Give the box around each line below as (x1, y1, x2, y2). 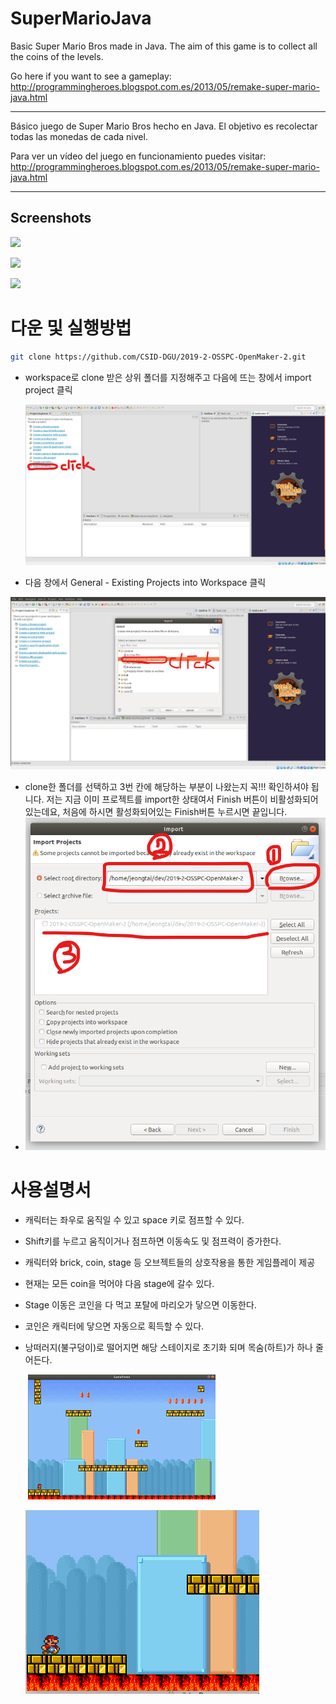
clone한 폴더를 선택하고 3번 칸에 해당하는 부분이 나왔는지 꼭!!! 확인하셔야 (24, 780, 309, 792)
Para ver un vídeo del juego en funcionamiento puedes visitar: (10, 150, 267, 162)
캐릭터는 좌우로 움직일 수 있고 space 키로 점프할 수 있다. (24, 1213, 245, 1226)
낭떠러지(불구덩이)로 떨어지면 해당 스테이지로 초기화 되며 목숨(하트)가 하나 (24, 1341, 313, 1353)
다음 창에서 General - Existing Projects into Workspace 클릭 (24, 576, 267, 588)
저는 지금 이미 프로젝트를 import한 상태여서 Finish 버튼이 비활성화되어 (46, 793, 319, 805)
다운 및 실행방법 (10, 317, 132, 339)
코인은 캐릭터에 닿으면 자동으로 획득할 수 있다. (24, 1320, 205, 1332)
